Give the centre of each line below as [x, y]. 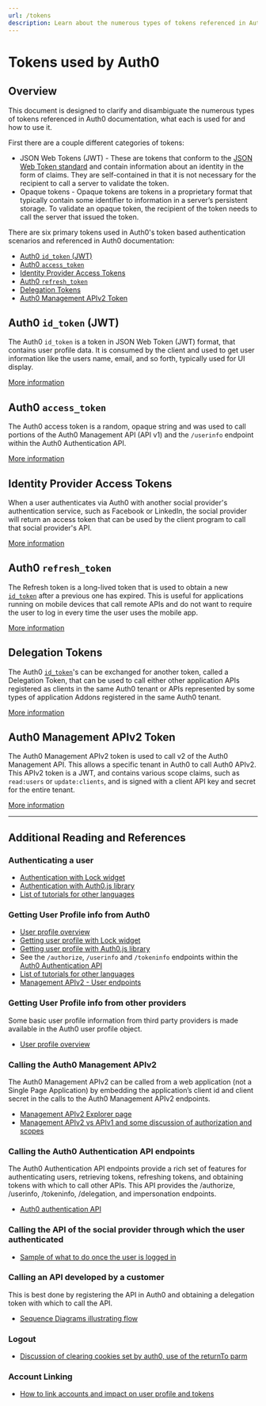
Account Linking [40, 1377]
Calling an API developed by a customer [86, 1278]
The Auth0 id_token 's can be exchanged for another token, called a [118, 672]
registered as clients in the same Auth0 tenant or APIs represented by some [131, 688]
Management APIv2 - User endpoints [80, 982]
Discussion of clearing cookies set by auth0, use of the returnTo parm [133, 1356]
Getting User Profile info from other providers [97, 1003]
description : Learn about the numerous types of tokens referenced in [127, 23]
